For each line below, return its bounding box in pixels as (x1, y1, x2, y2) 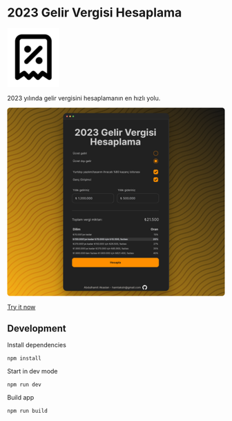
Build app (7, 393, 35, 402)
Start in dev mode (7, 367, 58, 376)
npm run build (7, 408, 48, 415)
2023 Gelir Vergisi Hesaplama (7, 5, 182, 21)
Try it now (7, 302, 36, 311)
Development (7, 322, 67, 334)
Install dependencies (7, 341, 67, 349)
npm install (7, 355, 41, 362)
